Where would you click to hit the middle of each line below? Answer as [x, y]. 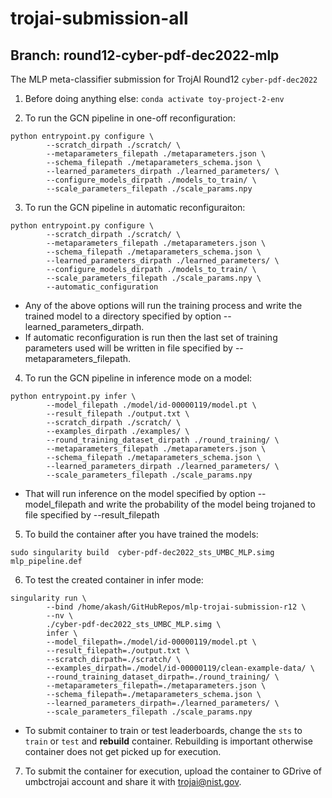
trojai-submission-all [99, 18]
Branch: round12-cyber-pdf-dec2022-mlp [145, 55]
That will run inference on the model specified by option [140, 493]
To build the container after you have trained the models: [141, 534]
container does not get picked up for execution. [123, 751]
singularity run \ [48, 598]
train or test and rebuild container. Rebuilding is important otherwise [169, 741]
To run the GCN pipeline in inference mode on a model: [138, 378]
